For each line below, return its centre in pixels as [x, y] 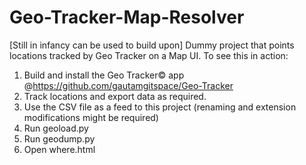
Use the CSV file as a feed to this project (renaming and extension [160, 107]
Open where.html [59, 149]
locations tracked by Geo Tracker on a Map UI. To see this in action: [149, 55]
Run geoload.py [56, 128]
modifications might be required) [91, 117]
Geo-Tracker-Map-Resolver [127, 17]
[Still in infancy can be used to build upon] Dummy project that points [152, 45]
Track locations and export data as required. [115, 96]
